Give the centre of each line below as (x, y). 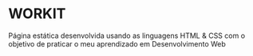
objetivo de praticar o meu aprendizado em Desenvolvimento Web (117, 43)
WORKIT (37, 14)
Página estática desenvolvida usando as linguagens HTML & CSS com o (127, 35)
